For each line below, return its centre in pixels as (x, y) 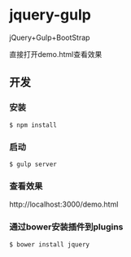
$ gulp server (33, 164)
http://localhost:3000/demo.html (64, 204)
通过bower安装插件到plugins (66, 227)
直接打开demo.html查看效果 (56, 54)
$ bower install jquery (50, 244)
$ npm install (33, 125)
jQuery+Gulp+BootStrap (50, 37)
